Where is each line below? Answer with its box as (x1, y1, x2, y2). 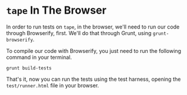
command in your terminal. (6, 53, 72, 61)
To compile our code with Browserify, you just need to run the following (6, 47, 182, 54)
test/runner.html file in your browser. (6, 81, 99, 89)
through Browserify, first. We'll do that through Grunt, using (6, 29, 152, 36)
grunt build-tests (6, 65, 52, 71)
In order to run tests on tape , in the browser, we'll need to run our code (6, 23, 180, 30)
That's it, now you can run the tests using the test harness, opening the (6, 75, 181, 83)
